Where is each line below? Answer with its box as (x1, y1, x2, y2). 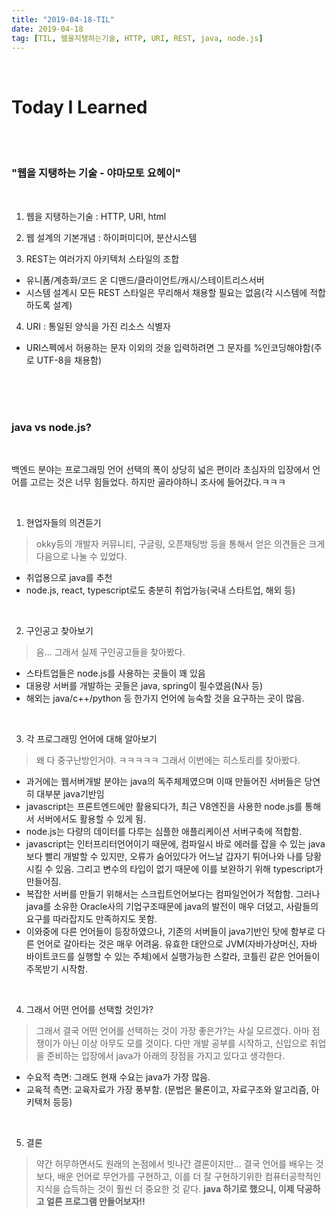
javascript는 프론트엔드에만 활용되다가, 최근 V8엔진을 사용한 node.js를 (25, 800, 303, 812)
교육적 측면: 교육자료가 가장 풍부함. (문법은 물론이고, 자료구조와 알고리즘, (25, 1083, 309, 1095)
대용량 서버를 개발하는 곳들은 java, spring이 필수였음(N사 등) (25, 679, 264, 691)
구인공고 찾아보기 (25, 624, 94, 636)
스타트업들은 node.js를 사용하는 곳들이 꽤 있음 (25, 667, 206, 679)
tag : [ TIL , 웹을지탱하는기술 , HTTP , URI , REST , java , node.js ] (11, 33, 264, 43)
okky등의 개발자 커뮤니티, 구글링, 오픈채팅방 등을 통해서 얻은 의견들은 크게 (35, 537, 326, 550)
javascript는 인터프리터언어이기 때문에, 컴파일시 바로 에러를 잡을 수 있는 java (25, 837, 326, 850)
